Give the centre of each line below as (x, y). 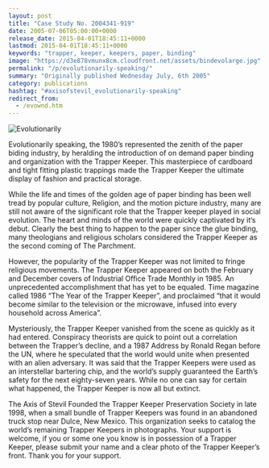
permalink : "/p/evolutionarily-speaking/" (81, 69)
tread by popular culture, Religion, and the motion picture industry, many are (135, 203)
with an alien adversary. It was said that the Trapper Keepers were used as (132, 363)
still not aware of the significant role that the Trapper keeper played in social (134, 211)
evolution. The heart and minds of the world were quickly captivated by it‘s (132, 220)
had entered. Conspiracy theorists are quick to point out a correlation (123, 337)
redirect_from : (34, 98)
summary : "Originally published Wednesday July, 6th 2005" (110, 76)
